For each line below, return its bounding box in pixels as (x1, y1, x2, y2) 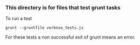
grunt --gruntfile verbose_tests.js (5, 25, 84, 30)
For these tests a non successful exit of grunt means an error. (5, 34, 136, 40)
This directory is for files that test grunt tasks (5, 4, 121, 11)
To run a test (5, 16, 32, 22)
